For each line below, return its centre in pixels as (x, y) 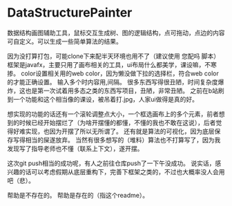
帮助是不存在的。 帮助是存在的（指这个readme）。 (78, 195)
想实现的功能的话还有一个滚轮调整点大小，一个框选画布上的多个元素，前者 (113, 114)
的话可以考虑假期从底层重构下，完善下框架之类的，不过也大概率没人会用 (122, 171)
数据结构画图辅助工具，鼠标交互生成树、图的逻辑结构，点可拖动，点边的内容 (116, 32)
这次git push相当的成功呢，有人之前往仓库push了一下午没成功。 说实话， (111, 163)
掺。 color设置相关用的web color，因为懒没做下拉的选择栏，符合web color (113, 73)
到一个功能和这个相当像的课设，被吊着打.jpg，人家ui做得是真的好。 (103, 99)
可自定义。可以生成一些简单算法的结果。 (65, 41)
